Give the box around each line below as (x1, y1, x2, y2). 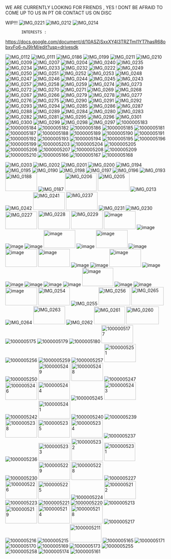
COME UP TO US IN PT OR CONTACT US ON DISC (5, 10, 112, 16)
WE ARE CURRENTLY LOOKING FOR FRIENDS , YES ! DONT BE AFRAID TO (5, 5, 163, 10)
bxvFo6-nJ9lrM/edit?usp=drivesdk (5, 44, 79, 50)
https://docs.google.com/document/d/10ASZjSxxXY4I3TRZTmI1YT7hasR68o (5, 38, 166, 45)
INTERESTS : (21, 30, 47, 35)
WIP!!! (5, 20, 18, 26)
